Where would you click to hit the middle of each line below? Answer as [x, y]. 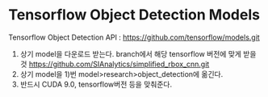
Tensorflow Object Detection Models [134, 15]
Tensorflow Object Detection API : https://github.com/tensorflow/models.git [134, 37]
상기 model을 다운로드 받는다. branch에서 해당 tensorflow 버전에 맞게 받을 [138, 53]
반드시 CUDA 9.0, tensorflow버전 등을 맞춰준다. [96, 84]
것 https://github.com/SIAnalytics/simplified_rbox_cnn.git [115, 64]
